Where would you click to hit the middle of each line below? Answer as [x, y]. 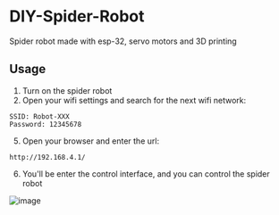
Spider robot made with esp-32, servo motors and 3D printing [123, 41]
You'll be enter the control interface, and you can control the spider [146, 174]
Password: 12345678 [46, 124]
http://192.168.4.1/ [48, 157]
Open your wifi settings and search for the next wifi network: [134, 100]
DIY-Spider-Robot [77, 17]
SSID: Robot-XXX [39, 116]
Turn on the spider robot [67, 90]
